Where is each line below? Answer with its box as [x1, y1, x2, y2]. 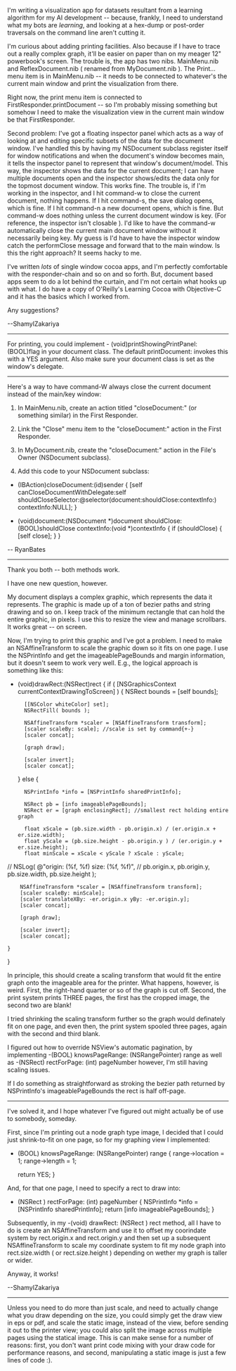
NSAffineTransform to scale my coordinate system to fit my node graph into [7, 1242, 226, 1249]
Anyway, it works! [7, 1270, 59, 1278]
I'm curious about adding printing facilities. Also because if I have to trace [7, 42, 221, 50]
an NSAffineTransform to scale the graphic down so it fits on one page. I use [7, 644, 228, 652]
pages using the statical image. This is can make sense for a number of [7, 1334, 214, 1341]
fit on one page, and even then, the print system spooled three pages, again [7, 1022, 227, 1030]
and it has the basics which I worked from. [7, 292, 130, 301]
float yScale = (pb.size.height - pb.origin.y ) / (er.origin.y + [24, 838, 223, 845]
